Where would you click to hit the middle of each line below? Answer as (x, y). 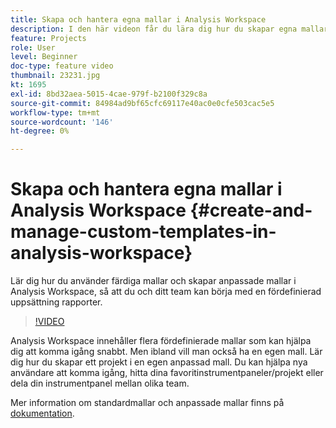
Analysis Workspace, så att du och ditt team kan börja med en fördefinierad (166, 292)
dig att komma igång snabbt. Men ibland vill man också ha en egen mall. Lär (166, 352)
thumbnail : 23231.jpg (55, 76)
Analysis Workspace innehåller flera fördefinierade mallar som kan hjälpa (161, 341)
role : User (33, 47)
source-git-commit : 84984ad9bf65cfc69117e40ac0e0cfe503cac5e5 (142, 103)
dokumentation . (42, 413)
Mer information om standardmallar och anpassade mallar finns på (147, 403)
